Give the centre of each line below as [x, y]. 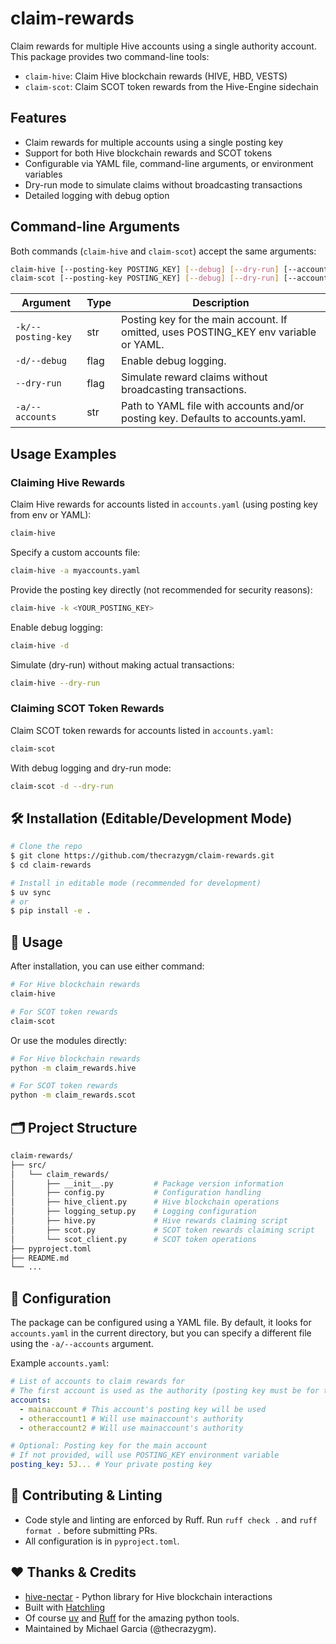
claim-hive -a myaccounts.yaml [75, 570]
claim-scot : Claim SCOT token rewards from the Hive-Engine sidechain [171, 86]
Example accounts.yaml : [60, 1363]
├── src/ [28, 1165]
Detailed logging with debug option [97, 195]
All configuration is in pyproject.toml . [102, 1541]
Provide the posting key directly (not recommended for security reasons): [161, 589]
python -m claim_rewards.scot [73, 1095]
